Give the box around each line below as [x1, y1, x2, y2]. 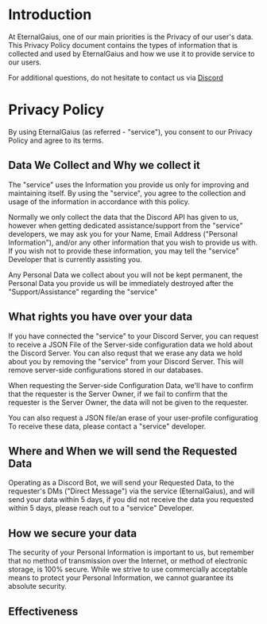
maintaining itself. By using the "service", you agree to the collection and [8, 188, 246, 198]
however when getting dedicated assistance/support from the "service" [8, 221, 244, 230]
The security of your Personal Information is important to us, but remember [8, 547, 254, 557]
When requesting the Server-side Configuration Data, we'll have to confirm [8, 380, 253, 390]
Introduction [8, 6, 92, 24]
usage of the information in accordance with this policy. [8, 197, 191, 206]
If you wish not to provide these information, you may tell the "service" [8, 245, 240, 256]
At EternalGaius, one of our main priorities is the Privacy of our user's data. [8, 32, 253, 41]
